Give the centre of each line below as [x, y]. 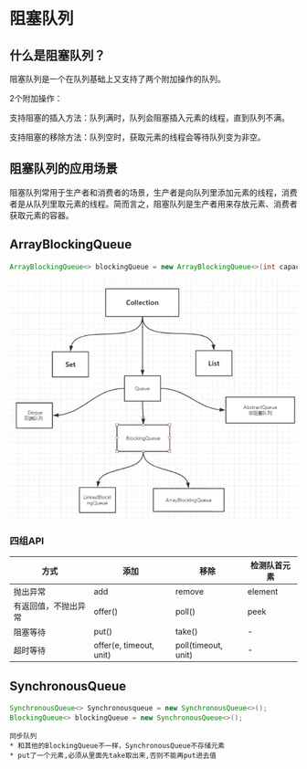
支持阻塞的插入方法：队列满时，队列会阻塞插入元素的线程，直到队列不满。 [149, 118]
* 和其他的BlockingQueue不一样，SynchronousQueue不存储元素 [117, 745]
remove [189, 591]
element [263, 591]
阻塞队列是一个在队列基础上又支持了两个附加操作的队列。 [117, 79]
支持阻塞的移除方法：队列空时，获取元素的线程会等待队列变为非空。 [138, 137]
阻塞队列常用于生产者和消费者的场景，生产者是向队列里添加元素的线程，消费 [153, 192]
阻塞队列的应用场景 [64, 169]
